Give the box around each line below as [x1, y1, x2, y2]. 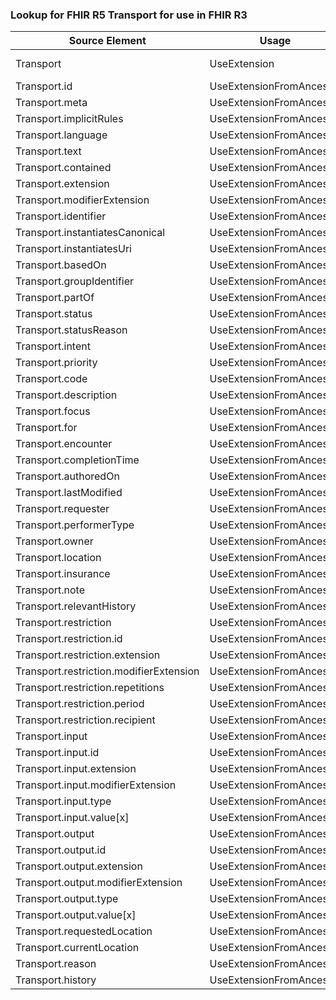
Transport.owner [15, 534, 94, 548]
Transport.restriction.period [15, 697, 145, 711]
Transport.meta [15, 96, 88, 110]
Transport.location [15, 551, 102, 565]
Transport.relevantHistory [15, 599, 137, 613]
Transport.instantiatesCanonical [15, 226, 166, 240]
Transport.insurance [15, 567, 111, 581]
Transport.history [15, 973, 97, 987]
